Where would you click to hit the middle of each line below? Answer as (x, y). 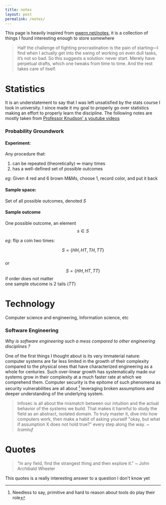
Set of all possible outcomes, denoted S (46, 201)
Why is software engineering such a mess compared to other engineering (80, 341)
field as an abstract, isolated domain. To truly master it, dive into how (87, 413)
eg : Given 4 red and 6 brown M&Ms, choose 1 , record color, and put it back (82, 178)
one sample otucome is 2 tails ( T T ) (41, 284)
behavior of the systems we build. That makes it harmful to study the (87, 408)
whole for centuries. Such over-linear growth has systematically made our (80, 372)
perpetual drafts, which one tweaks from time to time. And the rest (85, 64)
